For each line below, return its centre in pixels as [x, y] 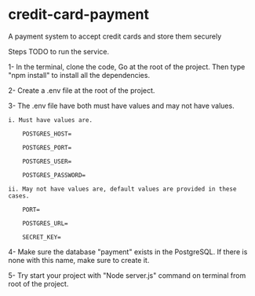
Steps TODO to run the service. [59, 51]
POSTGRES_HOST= [47, 134]
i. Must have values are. [50, 120]
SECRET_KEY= [42, 237]
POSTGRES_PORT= [47, 147]
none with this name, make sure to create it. [79, 260]
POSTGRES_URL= [45, 223]
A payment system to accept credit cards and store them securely [115, 36]
